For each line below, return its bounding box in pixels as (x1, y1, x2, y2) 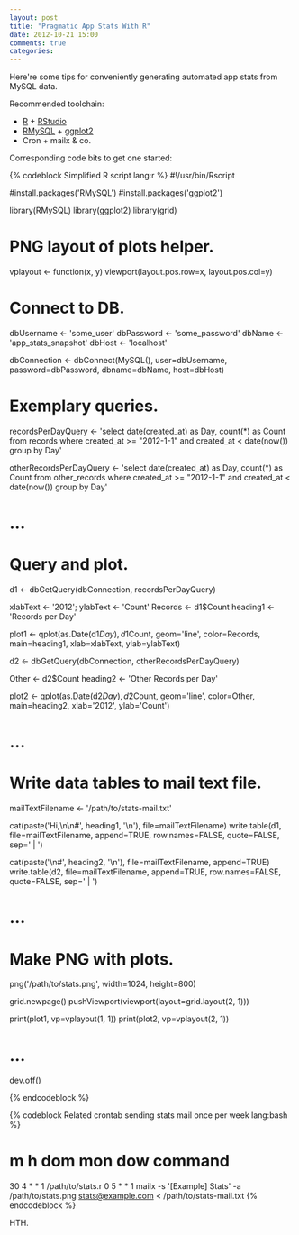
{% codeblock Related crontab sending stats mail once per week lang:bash (9, 1110, 288, 1121)
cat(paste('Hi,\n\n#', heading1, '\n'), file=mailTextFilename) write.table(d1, (9, 820, 282, 831)
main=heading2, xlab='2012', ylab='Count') (9, 700, 170, 711)
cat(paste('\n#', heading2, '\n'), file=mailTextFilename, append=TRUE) (9, 857, 270, 868)
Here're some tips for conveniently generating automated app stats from (9, 71, 278, 82)
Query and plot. (9, 554, 129, 575)
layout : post (9, 13, 59, 23)
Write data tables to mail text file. (9, 773, 263, 793)
